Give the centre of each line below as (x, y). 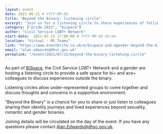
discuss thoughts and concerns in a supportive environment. (66, 93)
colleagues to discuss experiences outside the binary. (59, 78)
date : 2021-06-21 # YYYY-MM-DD (37, 14)
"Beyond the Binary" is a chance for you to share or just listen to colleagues (81, 102)
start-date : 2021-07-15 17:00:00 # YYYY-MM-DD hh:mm (61, 37)
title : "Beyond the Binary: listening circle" (53, 18)
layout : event (19, 9)
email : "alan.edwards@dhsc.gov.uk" (41, 50)
